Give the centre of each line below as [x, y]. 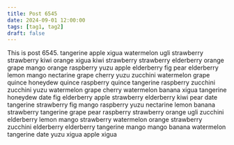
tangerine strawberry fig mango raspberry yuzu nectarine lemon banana [111, 105]
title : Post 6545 [32, 14]
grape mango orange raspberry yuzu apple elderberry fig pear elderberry [113, 68]
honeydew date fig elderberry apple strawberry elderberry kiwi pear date [112, 98]
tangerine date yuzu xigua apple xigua [62, 135]
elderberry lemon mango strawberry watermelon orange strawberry [105, 120]
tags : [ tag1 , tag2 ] [36, 26]
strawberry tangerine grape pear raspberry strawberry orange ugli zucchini [116, 112]
